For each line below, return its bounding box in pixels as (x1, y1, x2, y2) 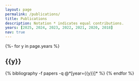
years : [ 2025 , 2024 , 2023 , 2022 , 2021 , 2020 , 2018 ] (5, 25, 113, 30)
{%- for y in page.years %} (5, 43, 60, 49)
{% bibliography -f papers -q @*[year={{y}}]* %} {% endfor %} (5, 70, 135, 76)
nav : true (5, 30, 26, 35)
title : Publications (5, 16, 48, 21)
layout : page (5, 7, 32, 12)
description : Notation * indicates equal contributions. (5, 20, 124, 26)
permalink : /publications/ (5, 12, 60, 17)
